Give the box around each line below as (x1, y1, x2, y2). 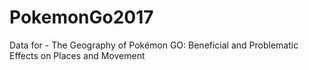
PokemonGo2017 (9, 6, 154, 29)
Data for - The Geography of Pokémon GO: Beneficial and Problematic (9, 39, 299, 51)
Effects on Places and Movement (9, 49, 146, 61)
